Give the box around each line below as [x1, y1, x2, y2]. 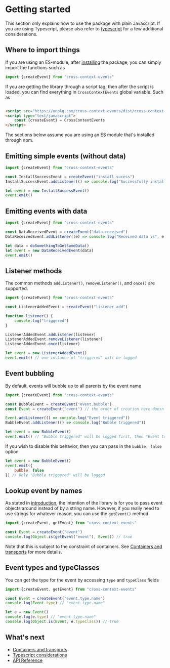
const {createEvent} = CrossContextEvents [14, 118, 105, 123]
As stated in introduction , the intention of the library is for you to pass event [5, 500, 163, 506]
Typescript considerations [12, 652, 67, 658]
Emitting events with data [5, 206, 88, 216]
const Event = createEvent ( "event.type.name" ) [5, 596, 105, 601]
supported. [5, 285, 28, 291]
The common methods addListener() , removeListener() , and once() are [5, 280, 155, 286]
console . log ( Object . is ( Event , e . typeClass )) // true [5, 619, 119, 624]
